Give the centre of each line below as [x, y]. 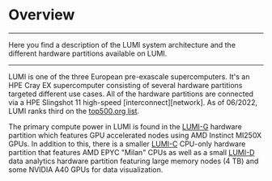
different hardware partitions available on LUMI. [88, 53]
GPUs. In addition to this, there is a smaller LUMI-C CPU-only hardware [127, 144]
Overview [42, 15]
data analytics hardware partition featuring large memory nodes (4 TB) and [134, 161]
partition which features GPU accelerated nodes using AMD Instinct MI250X [135, 135]
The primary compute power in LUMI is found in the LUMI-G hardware [125, 126]
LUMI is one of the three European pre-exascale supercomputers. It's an [129, 76]
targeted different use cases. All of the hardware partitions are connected [131, 94]
